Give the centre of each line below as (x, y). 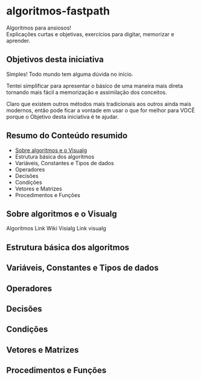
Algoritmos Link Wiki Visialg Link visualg (56, 228)
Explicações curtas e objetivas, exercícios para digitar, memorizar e (90, 34)
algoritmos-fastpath (58, 11)
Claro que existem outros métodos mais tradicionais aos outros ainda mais (99, 104)
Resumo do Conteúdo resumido (67, 136)
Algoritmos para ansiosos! (39, 28)
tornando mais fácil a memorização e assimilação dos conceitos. (87, 92)
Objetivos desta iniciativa (55, 59)
